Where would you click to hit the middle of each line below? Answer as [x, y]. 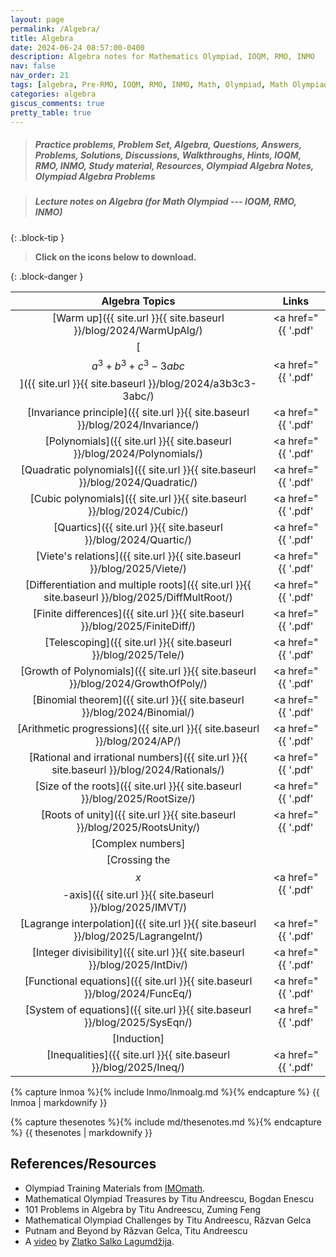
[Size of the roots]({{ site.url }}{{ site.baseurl [138, 786]
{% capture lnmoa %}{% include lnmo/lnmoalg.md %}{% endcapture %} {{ [165, 1092]
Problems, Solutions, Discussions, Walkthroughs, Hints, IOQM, [168, 155]
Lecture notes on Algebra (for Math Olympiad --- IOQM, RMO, [165, 202]
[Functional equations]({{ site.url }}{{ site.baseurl [138, 981]
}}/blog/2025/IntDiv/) [138, 965]
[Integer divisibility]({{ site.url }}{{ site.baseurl [138, 953]
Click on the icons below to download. [115, 257]
